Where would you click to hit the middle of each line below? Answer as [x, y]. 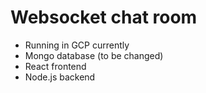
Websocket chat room [104, 17]
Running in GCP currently [77, 45]
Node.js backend [60, 77]
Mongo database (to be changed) [94, 55]
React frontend [55, 66]
